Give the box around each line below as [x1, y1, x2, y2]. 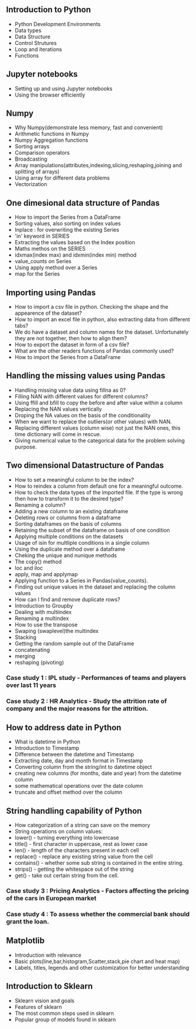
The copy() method [14, 558, 62, 565]
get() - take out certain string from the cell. [14, 872, 119, 879]
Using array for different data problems [14, 174, 110, 181]
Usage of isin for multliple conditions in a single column [14, 539, 149, 546]
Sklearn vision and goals [14, 997, 75, 1004]
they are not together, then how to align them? [14, 335, 128, 342]
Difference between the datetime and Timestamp [14, 751, 135, 758]
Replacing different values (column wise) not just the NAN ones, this [14, 424, 181, 432]
